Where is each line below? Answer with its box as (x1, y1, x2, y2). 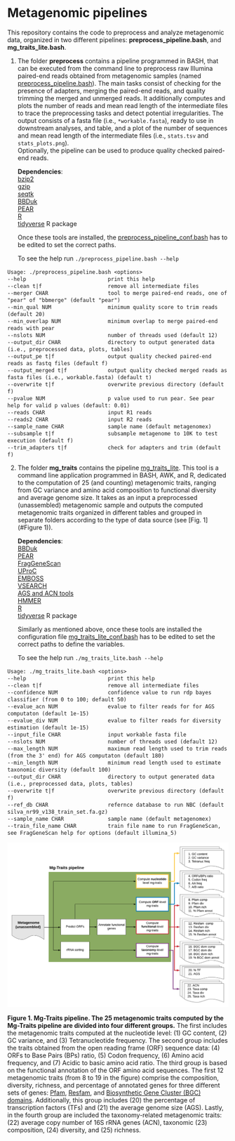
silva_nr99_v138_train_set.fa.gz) (7, 808, 109, 815)
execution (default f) (7, 437, 74, 444)
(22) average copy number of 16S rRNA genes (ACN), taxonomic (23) (7, 1119, 208, 1127)
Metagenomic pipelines (7, 5, 148, 21)
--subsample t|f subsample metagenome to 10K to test (7, 430, 218, 437)
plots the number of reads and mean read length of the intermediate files (17, 101, 228, 110)
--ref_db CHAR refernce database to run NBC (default (7, 801, 224, 808)
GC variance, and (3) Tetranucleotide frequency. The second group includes (7, 1036, 228, 1045)
